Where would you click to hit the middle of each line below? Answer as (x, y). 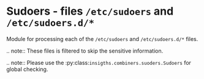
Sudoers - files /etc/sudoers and (90, 11)
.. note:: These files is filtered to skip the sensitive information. (85, 51)
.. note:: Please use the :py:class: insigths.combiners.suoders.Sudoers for (99, 62)
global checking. (27, 69)
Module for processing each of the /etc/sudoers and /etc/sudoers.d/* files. (102, 39)
